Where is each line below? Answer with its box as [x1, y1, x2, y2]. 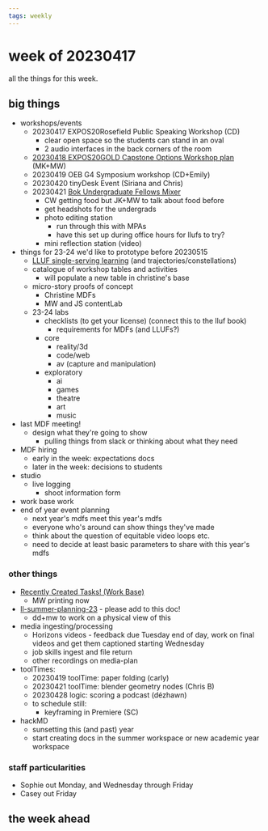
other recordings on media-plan [31, 655, 139, 665]
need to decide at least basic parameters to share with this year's [31, 540, 250, 549]
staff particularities [8, 761, 86, 773]
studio [19, 471, 42, 481]
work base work [19, 497, 74, 507]
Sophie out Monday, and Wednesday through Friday [19, 780, 194, 790]
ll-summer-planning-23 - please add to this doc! [19, 604, 181, 613]
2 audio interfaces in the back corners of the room [44, 144, 212, 154]
